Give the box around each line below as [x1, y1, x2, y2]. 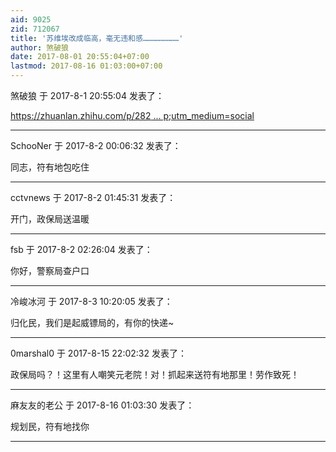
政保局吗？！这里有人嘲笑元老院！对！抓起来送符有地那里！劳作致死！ [10, 369, 300, 380]
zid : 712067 [10, 24, 60, 34]
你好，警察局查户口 [10, 265, 90, 276]
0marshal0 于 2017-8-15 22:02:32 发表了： [10, 347, 187, 359]
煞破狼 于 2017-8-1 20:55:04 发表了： [10, 90, 165, 101]
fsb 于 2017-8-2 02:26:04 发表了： [10, 244, 153, 255]
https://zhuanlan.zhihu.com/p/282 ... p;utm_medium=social [10, 110, 255, 121]
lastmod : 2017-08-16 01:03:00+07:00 [10, 61, 163, 71]
